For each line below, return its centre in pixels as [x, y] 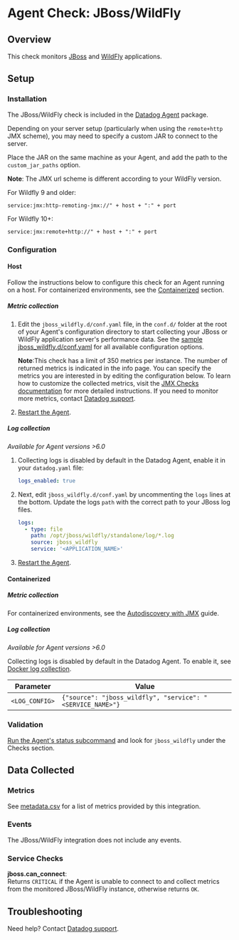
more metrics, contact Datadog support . [76, 398]
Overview [30, 39]
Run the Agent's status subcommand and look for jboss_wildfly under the [117, 740]
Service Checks [36, 858]
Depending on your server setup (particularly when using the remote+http [115, 128]
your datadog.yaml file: [51, 468]
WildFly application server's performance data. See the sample [110, 339]
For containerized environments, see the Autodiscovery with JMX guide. [113, 613]
